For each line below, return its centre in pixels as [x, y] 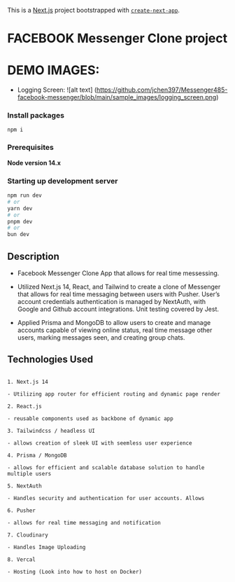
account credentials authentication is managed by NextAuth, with [112, 301]
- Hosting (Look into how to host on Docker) [74, 571]
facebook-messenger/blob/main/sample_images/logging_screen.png [117, 97]
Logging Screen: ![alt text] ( [57, 90]
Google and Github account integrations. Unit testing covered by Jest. [118, 309]
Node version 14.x [34, 162]
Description [33, 256]
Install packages [36, 116]
